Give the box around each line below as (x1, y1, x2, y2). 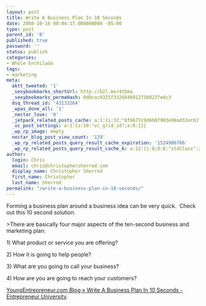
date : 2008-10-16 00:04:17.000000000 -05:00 (6, 20, 122, 26)
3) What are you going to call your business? (6, 263, 120, 270)
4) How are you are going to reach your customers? (6, 274, 137, 282)
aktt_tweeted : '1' (12, 83, 59, 89)
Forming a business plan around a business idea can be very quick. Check (6, 202, 196, 209)
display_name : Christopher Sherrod (12, 168, 103, 174)
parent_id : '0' (6, 32, 45, 38)
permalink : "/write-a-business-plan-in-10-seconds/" (6, 185, 144, 192)
